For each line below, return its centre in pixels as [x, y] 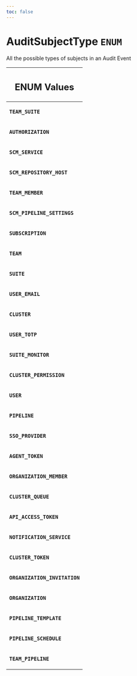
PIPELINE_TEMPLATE [35, 618]
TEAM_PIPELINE [29, 659]
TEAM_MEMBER [26, 193]
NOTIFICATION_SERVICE [40, 537]
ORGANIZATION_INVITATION [45, 578]
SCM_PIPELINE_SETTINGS [41, 213]
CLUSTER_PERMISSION [37, 375]
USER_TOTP [23, 335]
